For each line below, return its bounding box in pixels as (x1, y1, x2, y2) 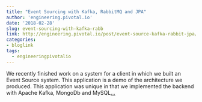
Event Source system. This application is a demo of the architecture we (6, 76, 183, 83)
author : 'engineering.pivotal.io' (6, 14, 93, 20)
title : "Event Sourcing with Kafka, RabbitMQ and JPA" (6, 8, 147, 15)
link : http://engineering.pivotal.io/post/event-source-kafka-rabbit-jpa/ (6, 31, 198, 37)
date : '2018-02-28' (6, 20, 55, 26)
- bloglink (6, 43, 34, 49)
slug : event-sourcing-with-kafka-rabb (6, 25, 103, 32)
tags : (6, 48, 20, 54)
